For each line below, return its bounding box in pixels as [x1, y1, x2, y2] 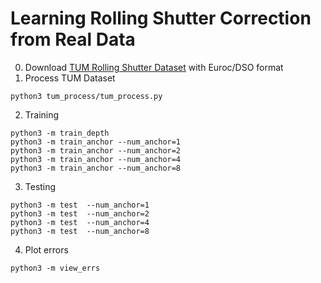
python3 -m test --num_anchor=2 [10, 208, 150, 219]
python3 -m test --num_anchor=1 [10, 200, 150, 210]
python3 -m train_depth [10, 128, 110, 138]
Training [24, 108, 60, 121]
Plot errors [24, 243, 69, 256]
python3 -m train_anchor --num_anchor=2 [10, 145, 182, 156]
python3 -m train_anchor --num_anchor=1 [10, 137, 182, 147]
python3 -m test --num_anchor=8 [10, 226, 150, 236]
